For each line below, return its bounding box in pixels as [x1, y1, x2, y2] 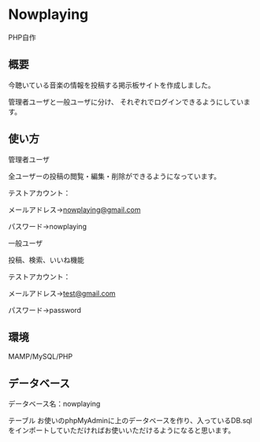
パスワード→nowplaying [8, 221, 87, 231]
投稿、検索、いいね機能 [8, 254, 84, 265]
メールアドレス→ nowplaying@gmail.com [8, 205, 141, 214]
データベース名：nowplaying [8, 399, 101, 409]
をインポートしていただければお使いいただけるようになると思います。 [8, 425, 236, 435]
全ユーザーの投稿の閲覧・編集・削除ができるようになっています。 [8, 171, 221, 180]
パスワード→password [8, 305, 81, 314]
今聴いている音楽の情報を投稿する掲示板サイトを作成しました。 [8, 80, 215, 90]
